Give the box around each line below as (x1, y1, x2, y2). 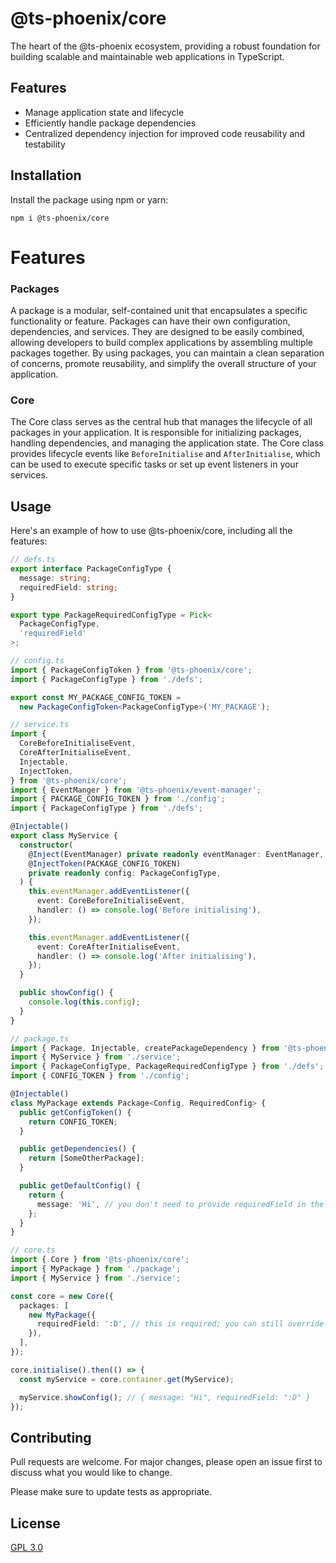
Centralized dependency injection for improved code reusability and (24, 127, 306, 139)
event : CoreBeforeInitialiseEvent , (36, 896, 186, 906)
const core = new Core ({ (10, 1291, 114, 1301)
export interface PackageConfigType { (10, 564, 172, 574)
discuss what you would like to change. (10, 1467, 173, 1479)
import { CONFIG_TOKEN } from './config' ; (10, 1071, 190, 1081)
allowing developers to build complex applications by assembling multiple (10, 337, 314, 349)
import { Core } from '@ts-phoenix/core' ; (10, 1255, 190, 1265)
